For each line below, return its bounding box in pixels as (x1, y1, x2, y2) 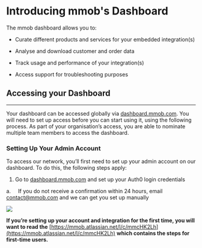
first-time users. (6, 236, 48, 243)
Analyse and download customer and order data (14, 47, 135, 55)
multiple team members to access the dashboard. (6, 129, 129, 136)
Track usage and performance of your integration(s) (14, 59, 144, 66)
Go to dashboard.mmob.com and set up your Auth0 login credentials (14, 176, 185, 183)
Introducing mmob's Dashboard (6, 4, 168, 18)
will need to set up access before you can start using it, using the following (6, 116, 192, 123)
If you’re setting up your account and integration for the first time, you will (6, 217, 195, 224)
